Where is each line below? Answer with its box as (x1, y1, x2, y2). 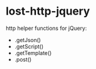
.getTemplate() (14, 49, 52, 56)
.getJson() (14, 36, 41, 43)
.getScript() (14, 43, 44, 50)
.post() (14, 56, 32, 63)
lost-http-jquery (6, 4, 90, 18)
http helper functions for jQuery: (6, 24, 87, 32)
